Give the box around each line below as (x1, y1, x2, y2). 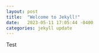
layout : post (6, 8, 38, 15)
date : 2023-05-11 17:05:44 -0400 (6, 19, 94, 25)
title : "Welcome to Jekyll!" (6, 14, 81, 20)
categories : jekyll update (6, 25, 72, 31)
